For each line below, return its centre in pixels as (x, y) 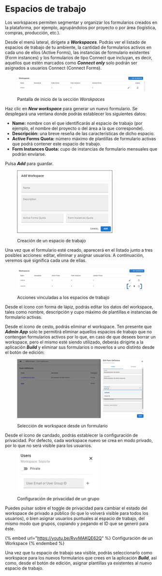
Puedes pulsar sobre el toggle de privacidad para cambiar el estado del (76, 508)
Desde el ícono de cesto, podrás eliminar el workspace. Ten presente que (78, 327)
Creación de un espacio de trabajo (52, 240)
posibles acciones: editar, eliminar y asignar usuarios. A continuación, (74, 255)
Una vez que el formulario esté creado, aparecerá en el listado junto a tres (79, 250)
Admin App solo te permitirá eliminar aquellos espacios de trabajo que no (79, 332)
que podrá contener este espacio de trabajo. (56, 144)
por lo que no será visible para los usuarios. (49, 446)
